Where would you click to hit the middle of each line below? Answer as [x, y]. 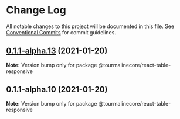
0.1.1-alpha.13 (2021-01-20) [57, 51]
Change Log [36, 10]
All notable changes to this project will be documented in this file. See [90, 26]
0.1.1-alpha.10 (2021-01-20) [57, 90]
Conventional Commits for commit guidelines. [61, 32]
